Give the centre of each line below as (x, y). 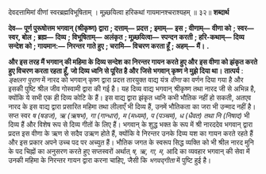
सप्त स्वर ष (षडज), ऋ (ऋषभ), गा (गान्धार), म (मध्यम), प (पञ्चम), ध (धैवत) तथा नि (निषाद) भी (129, 116)
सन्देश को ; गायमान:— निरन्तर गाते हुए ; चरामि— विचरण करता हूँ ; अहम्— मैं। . (109, 46)
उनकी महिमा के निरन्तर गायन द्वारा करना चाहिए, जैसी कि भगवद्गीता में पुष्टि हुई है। (110, 160)
